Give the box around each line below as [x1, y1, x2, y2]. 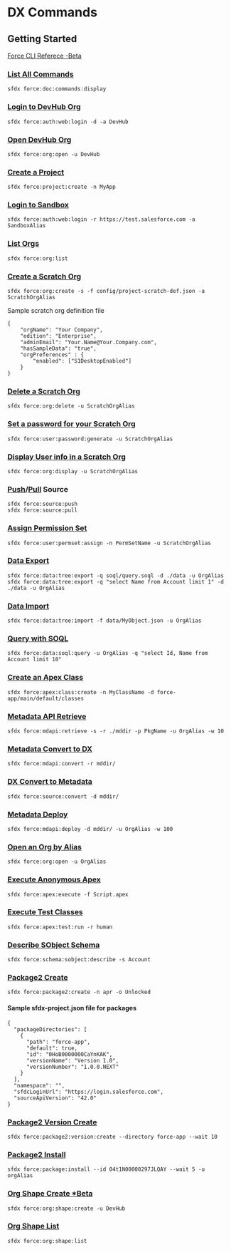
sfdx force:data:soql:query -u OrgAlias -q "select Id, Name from [7, 650, 208, 657]
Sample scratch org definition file [7, 306, 104, 315]
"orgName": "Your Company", [20, 326, 103, 333]
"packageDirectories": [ [14, 1025, 87, 1033]
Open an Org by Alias [7, 842, 82, 852]
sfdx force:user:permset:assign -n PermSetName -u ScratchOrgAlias [7, 539, 212, 547]
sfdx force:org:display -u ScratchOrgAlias [7, 467, 139, 475]
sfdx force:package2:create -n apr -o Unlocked [7, 988, 151, 996]
